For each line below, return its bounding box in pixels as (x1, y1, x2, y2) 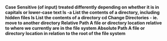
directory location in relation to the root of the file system (5, 31, 126, 36)
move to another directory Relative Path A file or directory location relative (5, 20, 163, 26)
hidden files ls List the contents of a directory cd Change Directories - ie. (5, 15, 158, 20)
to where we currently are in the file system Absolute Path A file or (5, 25, 145, 31)
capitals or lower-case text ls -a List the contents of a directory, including (5, 9, 160, 15)
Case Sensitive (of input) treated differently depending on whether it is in (5, 4, 160, 10)
